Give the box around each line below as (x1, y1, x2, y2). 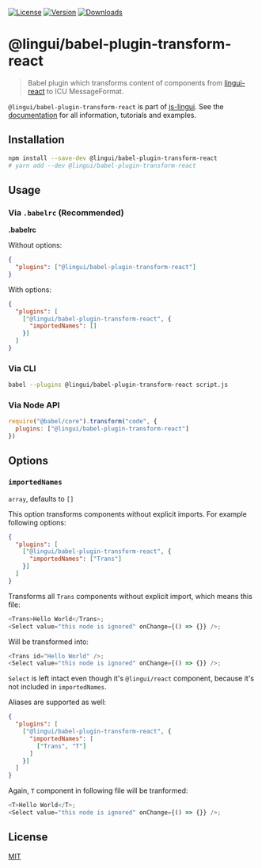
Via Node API (8, 400, 60, 411)
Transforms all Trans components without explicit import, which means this (8, 591, 253, 601)
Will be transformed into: (8, 637, 89, 646)
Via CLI (8, 362, 36, 373)
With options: (8, 285, 52, 294)
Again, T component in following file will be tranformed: (8, 786, 188, 795)
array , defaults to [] (8, 494, 74, 503)
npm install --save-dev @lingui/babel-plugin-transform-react (8, 154, 218, 162)
